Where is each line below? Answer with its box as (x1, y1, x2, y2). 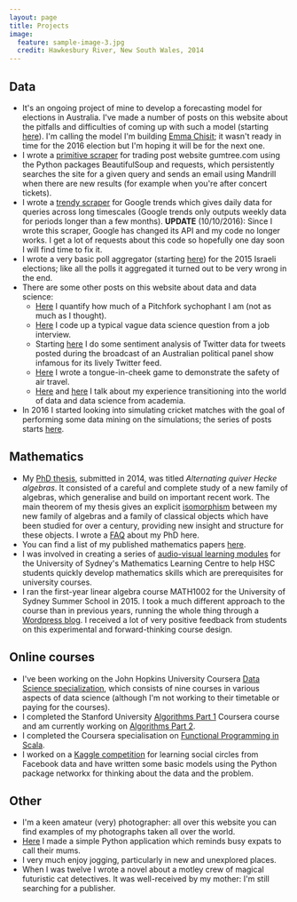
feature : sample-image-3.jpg (17, 37, 125, 47)
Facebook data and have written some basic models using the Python (21, 758, 277, 769)
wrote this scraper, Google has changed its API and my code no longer (21, 225, 281, 235)
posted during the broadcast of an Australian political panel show (35, 347, 275, 358)
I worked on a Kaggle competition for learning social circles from (21, 748, 259, 760)
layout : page (9, 12, 58, 22)
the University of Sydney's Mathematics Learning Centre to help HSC (21, 557, 276, 569)
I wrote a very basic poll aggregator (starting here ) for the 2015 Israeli (21, 253, 277, 264)
